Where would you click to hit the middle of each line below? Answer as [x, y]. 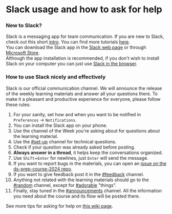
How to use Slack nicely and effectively [56, 77]
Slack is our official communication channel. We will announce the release [84, 88]
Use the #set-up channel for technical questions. [65, 141]
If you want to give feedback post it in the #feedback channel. [79, 174]
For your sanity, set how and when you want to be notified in [77, 114]
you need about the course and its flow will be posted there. [77, 196]
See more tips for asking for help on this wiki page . [59, 206]
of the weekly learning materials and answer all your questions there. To [82, 94]
